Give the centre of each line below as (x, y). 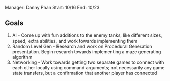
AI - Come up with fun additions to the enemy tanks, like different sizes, (87, 35)
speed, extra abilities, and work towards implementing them (75, 40)
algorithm (22, 57)
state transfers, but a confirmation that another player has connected (84, 73)
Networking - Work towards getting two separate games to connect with (88, 62)
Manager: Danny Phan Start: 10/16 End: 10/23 (52, 7)
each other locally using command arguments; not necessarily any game (88, 67)
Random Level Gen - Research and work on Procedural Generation (82, 46)
